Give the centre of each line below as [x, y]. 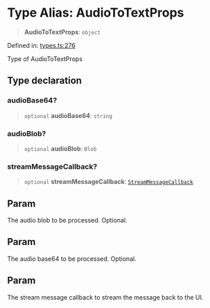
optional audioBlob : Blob [60, 148]
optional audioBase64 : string [68, 115]
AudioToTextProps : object [62, 32]
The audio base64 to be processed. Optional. [72, 259]
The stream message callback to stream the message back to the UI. [105, 297]
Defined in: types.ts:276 [42, 45]
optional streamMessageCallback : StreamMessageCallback [108, 182]
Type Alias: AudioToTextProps [96, 13]
